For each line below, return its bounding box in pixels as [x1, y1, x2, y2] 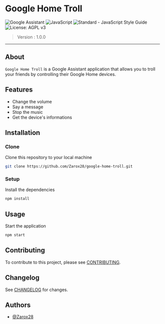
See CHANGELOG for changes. [5, 287, 68, 292]
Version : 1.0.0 [17, 34, 46, 40]
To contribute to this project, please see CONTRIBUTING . [5, 259, 121, 265]
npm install [5, 196, 29, 201]
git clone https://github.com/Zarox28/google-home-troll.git [5, 164, 133, 169]
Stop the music [12, 109, 43, 115]
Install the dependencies [5, 187, 55, 193]
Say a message [12, 104, 43, 110]
